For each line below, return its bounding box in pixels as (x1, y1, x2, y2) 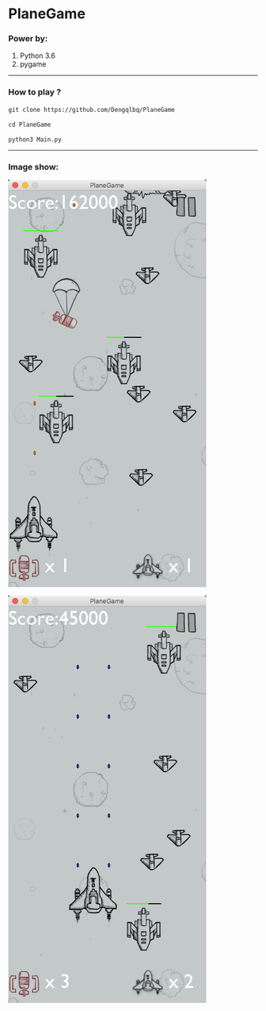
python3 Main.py (8, 136, 62, 144)
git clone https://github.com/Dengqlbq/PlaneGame (8, 105, 176, 113)
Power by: (8, 33, 48, 44)
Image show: (8, 161, 59, 172)
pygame (19, 59, 47, 69)
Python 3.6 (19, 51, 55, 60)
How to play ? (8, 86, 62, 98)
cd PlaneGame (8, 121, 51, 128)
